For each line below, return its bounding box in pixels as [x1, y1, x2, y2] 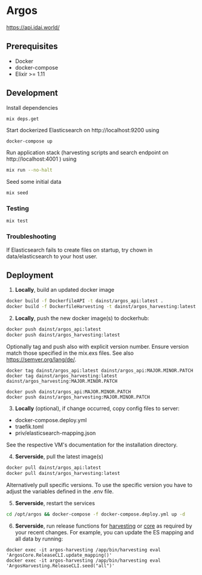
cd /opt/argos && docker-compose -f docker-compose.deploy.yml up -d [6, 511, 186, 517]
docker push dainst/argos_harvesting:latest [6, 332, 120, 338]
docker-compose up [6, 138, 53, 144]
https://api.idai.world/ [6, 24, 60, 31]
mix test [6, 218, 28, 224]
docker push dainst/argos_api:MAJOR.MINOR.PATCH [6, 389, 131, 395]
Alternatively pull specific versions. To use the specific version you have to [6, 481, 193, 488]
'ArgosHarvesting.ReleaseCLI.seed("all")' [6, 562, 115, 569]
